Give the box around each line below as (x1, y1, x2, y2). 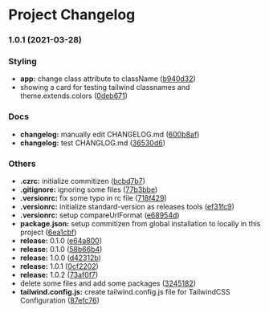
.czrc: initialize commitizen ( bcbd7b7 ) (19, 177, 146, 185)
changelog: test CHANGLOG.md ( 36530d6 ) (19, 138, 166, 148)
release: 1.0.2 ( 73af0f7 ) (19, 270, 99, 279)
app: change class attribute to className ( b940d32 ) (19, 74, 197, 83)
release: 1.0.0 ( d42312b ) (19, 253, 102, 262)
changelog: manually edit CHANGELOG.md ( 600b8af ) (19, 129, 200, 139)
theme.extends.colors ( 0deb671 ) (19, 91, 128, 101)
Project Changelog (8, 6, 136, 24)
